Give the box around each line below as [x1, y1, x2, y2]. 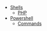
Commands [17, 20, 42, 26]
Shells [10, 5, 23, 10]
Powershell [10, 15, 34, 21]
